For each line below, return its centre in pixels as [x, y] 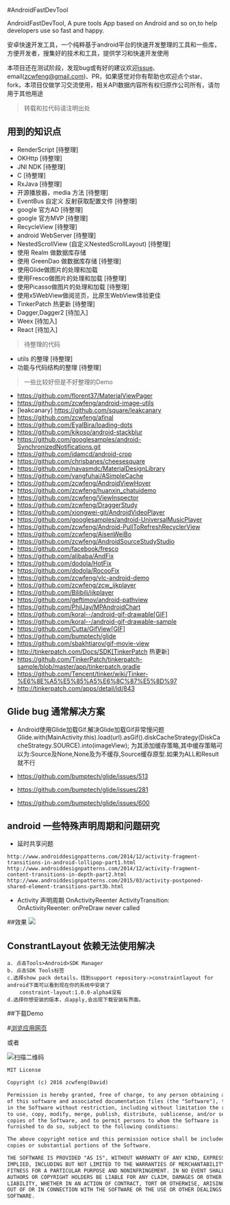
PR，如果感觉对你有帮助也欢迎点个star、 [149, 76]
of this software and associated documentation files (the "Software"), [113, 1101]
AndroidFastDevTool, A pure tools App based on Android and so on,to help [112, 23]
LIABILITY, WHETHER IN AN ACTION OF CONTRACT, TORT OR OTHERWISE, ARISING [116, 1183]
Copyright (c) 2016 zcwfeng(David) [58, 1083]
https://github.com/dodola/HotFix [64, 563]
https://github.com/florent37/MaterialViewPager [85, 395]
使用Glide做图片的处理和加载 [57, 270]
